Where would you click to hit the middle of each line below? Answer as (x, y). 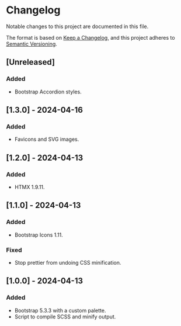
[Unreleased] (31, 62)
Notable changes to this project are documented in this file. (77, 26)
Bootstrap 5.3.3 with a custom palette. (60, 310)
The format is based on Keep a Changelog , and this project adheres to (90, 37)
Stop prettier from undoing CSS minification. (68, 262)
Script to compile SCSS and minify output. (65, 317)
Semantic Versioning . (32, 44)
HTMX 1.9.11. (29, 187)
